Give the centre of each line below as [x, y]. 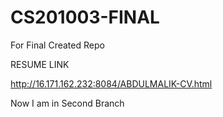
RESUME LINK [40, 64]
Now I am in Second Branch [67, 103]
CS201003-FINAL [85, 17]
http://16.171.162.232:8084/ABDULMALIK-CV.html [111, 83]
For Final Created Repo [57, 45]
